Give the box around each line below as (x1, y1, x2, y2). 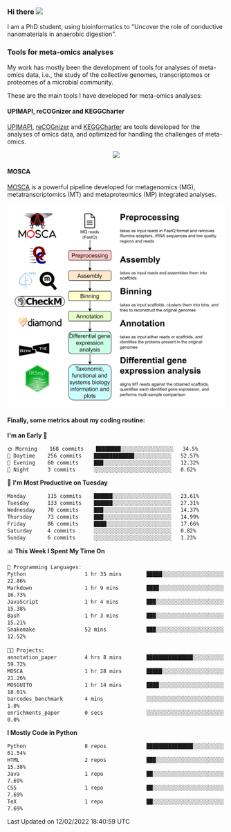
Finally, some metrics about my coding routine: (7, 416, 145, 424)
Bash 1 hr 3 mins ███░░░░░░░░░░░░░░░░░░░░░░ (7, 612, 225, 620)
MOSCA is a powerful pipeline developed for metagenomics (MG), (7, 183, 196, 191)
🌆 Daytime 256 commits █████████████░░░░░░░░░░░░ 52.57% (7, 453, 199, 460)
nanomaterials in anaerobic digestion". (7, 30, 117, 38)
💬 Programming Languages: (7, 564, 82, 571)
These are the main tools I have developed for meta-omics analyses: (7, 91, 203, 100)
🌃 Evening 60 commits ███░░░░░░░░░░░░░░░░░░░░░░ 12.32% (7, 460, 199, 467)
